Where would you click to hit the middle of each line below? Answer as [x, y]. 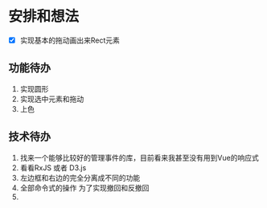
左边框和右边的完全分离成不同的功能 [80, 177]
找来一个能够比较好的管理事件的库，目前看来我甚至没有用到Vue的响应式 [139, 157]
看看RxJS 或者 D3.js [53, 167]
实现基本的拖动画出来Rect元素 [70, 40]
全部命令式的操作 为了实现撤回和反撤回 [84, 188]
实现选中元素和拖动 [52, 99]
